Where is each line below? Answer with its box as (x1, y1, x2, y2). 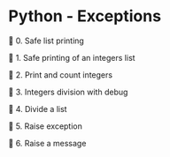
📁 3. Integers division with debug (8, 86, 128, 97)
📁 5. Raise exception (8, 121, 83, 131)
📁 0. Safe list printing (8, 35, 85, 46)
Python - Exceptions (8, 6, 161, 26)
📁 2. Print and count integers (8, 69, 112, 80)
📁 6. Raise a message (8, 138, 87, 148)
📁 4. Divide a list (8, 103, 67, 114)
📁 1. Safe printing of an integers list (8, 52, 135, 63)
